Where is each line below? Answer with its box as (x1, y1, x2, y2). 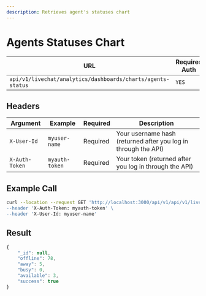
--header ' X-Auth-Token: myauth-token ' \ (6, 205, 114, 211)
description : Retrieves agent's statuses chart (6, 9, 131, 15)
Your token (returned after (116, 154, 191, 163)
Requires (175, 58, 202, 66)
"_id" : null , (17, 249, 51, 256)
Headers (6, 101, 40, 111)
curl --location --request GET (6, 200, 86, 206)
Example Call (6, 183, 57, 194)
